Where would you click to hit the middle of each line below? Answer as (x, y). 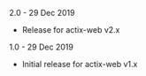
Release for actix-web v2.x (71, 30)
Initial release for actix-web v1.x (80, 64)
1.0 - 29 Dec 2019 (41, 47)
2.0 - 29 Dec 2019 (42, 13)
